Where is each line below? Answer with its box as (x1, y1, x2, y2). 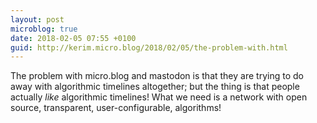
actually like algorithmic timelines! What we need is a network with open (10, 91, 308, 103)
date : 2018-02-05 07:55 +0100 (10, 33, 137, 43)
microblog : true (10, 24, 78, 34)
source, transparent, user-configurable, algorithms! (10, 102, 222, 114)
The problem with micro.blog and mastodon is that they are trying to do (10, 70, 304, 82)
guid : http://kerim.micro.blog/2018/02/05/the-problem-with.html (10, 42, 288, 53)
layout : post (10, 14, 65, 25)
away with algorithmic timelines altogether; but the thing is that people (10, 81, 300, 93)
